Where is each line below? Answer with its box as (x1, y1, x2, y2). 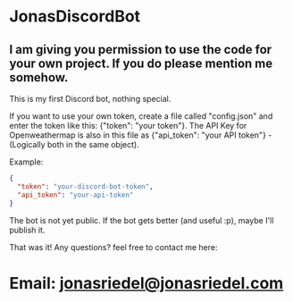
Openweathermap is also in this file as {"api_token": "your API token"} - (9, 130, 272, 140)
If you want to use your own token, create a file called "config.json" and (9, 111, 273, 122)
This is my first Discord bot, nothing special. (9, 94, 172, 104)
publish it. (9, 224, 46, 235)
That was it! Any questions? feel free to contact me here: (9, 241, 218, 252)
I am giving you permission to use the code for (9, 42, 272, 57)
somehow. (9, 70, 69, 85)
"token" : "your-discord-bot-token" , (17, 181, 154, 191)
